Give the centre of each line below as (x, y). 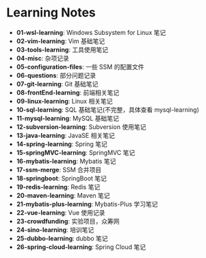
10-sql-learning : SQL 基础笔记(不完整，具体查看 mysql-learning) (108, 109)
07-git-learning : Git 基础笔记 (57, 84)
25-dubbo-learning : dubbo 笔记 (62, 238)
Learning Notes (51, 13)
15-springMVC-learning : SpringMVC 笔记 (76, 152)
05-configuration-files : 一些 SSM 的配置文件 (80, 67)
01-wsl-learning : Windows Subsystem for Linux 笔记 (91, 32)
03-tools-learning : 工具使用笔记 (62, 49)
